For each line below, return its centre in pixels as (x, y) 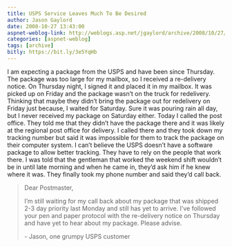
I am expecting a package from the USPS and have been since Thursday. (111, 71)
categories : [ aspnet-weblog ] (49, 39)
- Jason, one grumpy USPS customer (77, 236)
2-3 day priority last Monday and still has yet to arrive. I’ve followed (120, 208)
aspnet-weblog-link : (37, 33)
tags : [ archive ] (30, 46)
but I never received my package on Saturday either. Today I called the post (115, 115)
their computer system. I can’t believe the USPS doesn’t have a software (110, 145)
